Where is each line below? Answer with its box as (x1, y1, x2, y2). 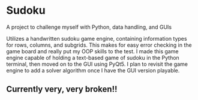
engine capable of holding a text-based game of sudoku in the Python (6, 54, 180, 61)
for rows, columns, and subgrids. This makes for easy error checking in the (6, 41, 192, 49)
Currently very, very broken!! (6, 84, 118, 95)
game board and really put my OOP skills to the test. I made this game (6, 47, 179, 54)
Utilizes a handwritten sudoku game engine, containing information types (6, 35, 187, 42)
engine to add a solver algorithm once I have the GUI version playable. (6, 66, 180, 74)
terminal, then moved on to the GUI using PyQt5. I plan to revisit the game (6, 60, 188, 68)
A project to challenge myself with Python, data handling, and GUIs (6, 23, 172, 31)
